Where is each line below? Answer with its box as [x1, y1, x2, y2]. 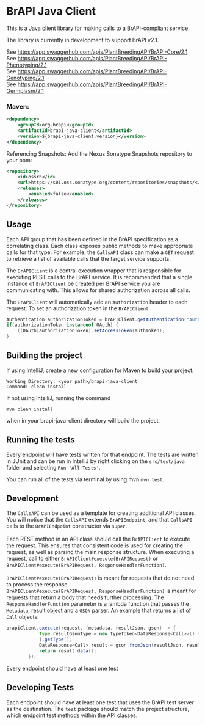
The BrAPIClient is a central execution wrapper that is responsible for [6, 267, 182, 274]
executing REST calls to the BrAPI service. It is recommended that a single [6, 273, 193, 280]
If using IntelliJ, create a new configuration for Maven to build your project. [6, 366, 194, 374]
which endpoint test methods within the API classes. [6, 712, 138, 719]
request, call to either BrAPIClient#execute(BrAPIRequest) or [6, 555, 159, 563]
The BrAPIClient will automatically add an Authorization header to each [6, 298, 188, 305]
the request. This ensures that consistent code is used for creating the [6, 542, 183, 549]
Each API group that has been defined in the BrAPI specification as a [6, 235, 179, 242]
